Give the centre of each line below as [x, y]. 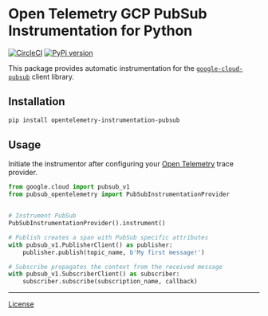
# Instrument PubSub [43, 216]
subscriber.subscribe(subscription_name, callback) [110, 282]
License [21, 304]
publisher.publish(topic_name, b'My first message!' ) [114, 252]
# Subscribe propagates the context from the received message [116, 267]
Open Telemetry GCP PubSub [108, 14]
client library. [53, 76]
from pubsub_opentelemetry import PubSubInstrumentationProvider [119, 195]
